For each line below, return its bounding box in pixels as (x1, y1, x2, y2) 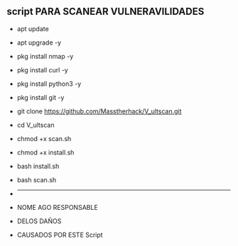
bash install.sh (16, 162, 60, 170)
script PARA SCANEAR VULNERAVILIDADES (6, 6, 205, 18)
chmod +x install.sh (16, 148, 75, 157)
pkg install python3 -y (16, 79, 82, 88)
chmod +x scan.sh (16, 134, 72, 142)
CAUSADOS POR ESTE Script (16, 230, 104, 239)
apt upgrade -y (16, 38, 62, 47)
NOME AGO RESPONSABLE (16, 203, 99, 211)
